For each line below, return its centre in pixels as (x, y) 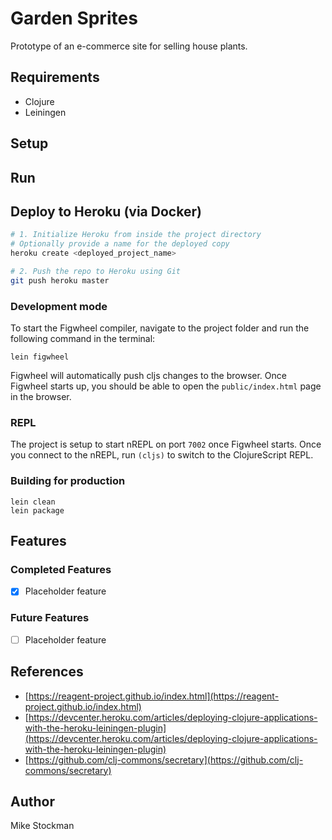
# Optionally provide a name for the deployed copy (120, 244)
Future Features (50, 618)
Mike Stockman (42, 826)
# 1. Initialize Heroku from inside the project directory (136, 235)
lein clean (33, 502)
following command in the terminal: (83, 339)
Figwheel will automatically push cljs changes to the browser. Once (148, 376)
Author (32, 801)
